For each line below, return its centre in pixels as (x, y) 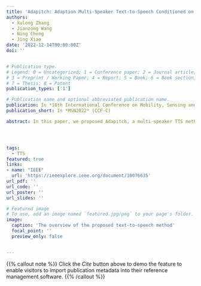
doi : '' (16, 51)
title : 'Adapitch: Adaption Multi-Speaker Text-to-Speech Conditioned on (100, 12)
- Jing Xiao (27, 39)
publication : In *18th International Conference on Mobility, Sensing (96, 105)
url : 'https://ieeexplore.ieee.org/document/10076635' (81, 176)
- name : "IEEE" (25, 170)
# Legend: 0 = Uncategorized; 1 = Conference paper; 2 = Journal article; (101, 72)
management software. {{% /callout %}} (56, 276)
